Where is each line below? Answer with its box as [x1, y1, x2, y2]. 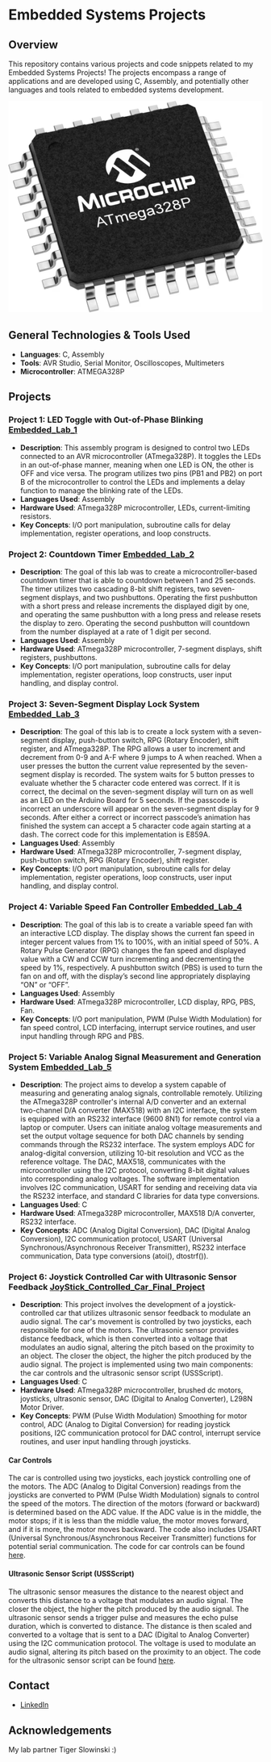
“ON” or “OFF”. [19, 979, 70, 989]
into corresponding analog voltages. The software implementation [19, 1174, 240, 1184]
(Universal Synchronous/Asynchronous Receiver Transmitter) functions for [8, 1533, 256, 1543]
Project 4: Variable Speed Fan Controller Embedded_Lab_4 [8, 901, 243, 912]
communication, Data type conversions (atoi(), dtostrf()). [19, 1251, 209, 1260]
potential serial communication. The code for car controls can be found [8, 1542, 245, 1551]
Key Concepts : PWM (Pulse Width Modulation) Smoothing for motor [19, 1411, 248, 1421]
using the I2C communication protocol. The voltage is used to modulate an [8, 1638, 256, 1647]
